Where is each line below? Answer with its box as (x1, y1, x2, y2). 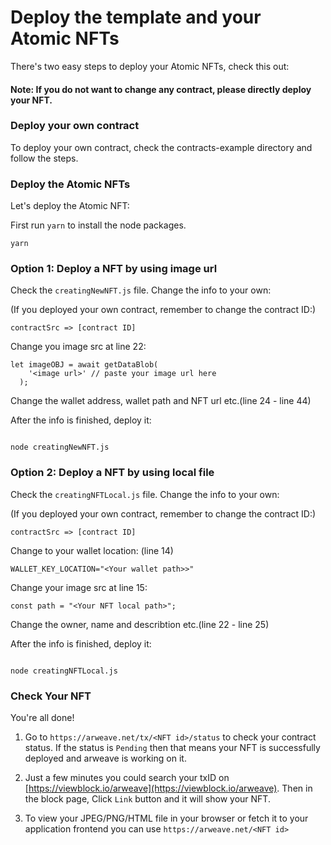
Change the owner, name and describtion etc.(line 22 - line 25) (10, 618, 270, 630)
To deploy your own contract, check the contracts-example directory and (10, 141, 313, 153)
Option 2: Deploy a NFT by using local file (10, 466, 215, 480)
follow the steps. (10, 152, 79, 164)
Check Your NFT (10, 689, 92, 703)
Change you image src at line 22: (10, 341, 147, 353)
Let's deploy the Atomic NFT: (10, 200, 130, 212)
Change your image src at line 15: (10, 581, 148, 593)
